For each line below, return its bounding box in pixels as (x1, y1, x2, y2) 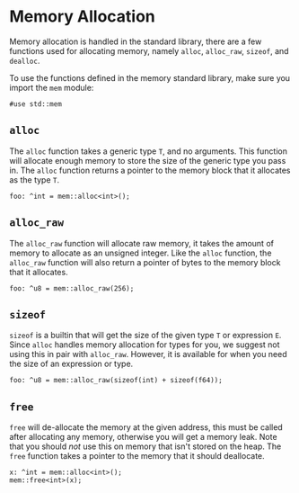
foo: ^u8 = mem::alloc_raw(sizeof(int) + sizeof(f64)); (9, 376, 223, 385)
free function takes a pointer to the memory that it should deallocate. (9, 451, 265, 462)
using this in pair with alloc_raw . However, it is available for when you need (9, 349, 287, 360)
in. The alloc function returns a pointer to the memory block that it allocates (9, 165, 291, 175)
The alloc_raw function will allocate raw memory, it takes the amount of (9, 238, 274, 248)
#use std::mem (9, 99, 63, 109)
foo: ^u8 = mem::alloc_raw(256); (9, 283, 135, 293)
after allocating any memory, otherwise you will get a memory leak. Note (9, 432, 277, 443)
